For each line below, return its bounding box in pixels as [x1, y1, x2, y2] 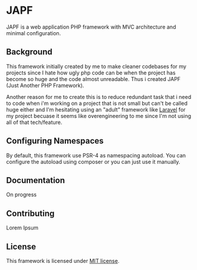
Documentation [6, 175, 65, 185]
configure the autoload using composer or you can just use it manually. [6, 158, 180, 165]
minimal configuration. [6, 29, 61, 36]
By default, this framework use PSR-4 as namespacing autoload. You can [6, 151, 186, 159]
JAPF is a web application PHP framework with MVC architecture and [6, 23, 177, 30]
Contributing [6, 208, 55, 218]
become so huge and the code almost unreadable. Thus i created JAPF [6, 75, 181, 82]
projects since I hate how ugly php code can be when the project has [6, 69, 176, 76]
